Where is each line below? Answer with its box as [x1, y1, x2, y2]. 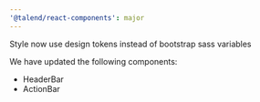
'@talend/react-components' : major [9, 13, 145, 23]
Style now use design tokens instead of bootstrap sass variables [9, 38, 253, 49]
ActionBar [22, 83, 61, 94]
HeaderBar [22, 74, 64, 85]
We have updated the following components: [9, 56, 178, 66]
